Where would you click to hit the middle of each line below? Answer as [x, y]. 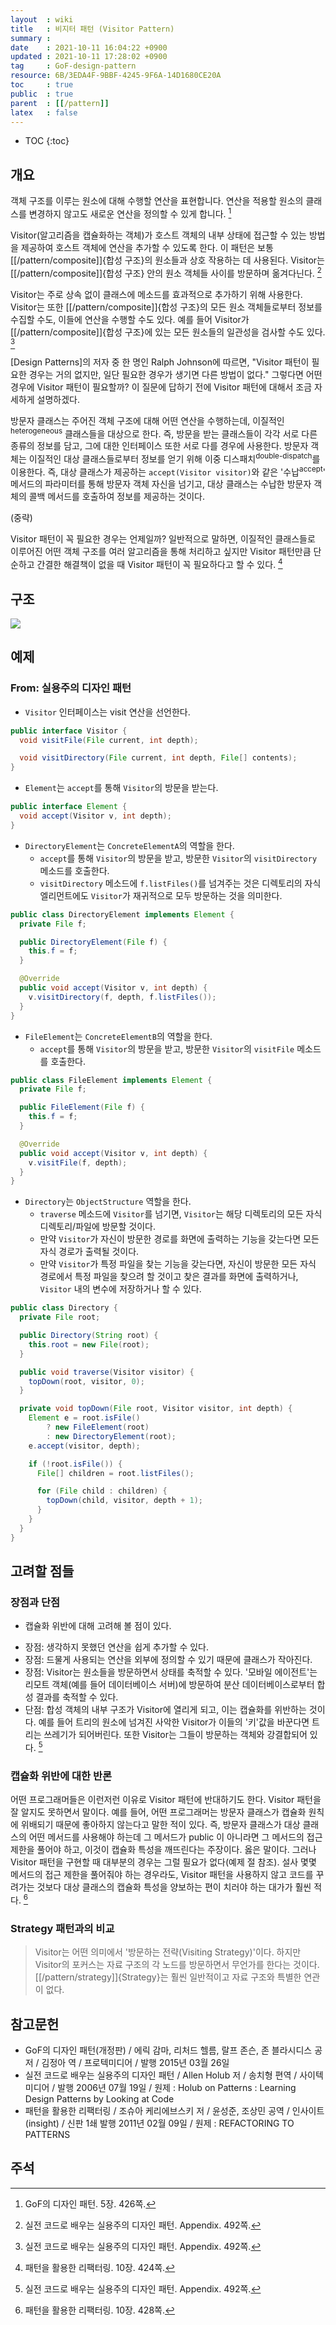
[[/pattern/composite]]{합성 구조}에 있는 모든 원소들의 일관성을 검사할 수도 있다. [168, 332]
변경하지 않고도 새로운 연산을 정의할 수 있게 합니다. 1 [130, 213]
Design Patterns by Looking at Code [99, 2099]
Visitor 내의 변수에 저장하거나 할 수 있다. [120, 1289]
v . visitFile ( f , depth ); [78, 1162]
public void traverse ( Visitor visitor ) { [107, 1372]
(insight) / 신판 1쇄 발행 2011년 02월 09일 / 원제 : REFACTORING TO [159, 2123]
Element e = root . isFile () [84, 1418]
